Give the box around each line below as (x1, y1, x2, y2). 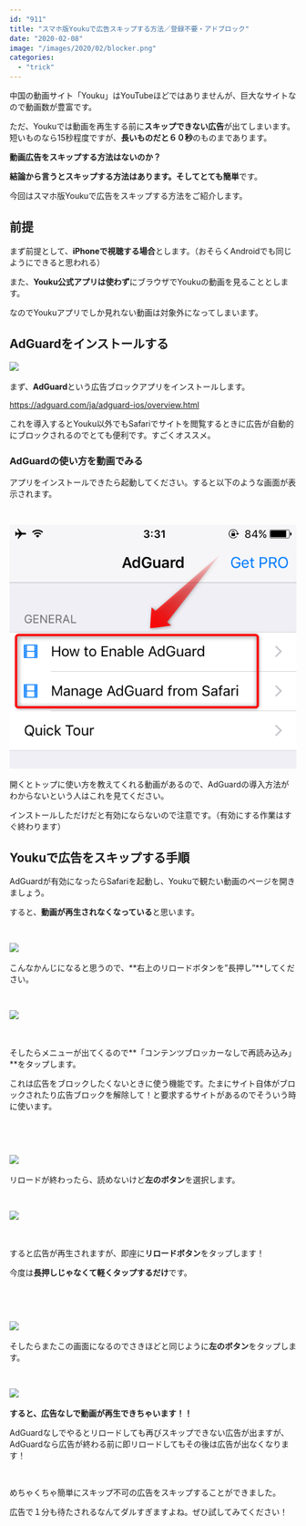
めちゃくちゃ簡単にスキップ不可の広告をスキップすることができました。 (9, 1487, 280, 1499)
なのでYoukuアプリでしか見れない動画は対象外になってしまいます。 (9, 306, 263, 318)
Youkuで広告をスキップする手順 (9, 850, 190, 865)
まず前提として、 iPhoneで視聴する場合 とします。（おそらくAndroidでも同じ (9, 245, 292, 256)
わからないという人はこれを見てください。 (9, 789, 169, 801)
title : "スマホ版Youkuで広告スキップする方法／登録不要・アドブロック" (9, 24, 250, 34)
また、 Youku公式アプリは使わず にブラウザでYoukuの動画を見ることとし (9, 276, 280, 287)
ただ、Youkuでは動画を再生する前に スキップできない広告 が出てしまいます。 (9, 121, 296, 131)
